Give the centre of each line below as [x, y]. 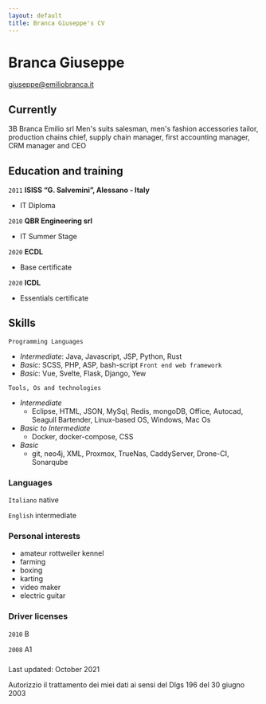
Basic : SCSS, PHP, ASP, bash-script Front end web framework [121, 364]
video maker [40, 588]
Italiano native [34, 500]
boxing [31, 570]
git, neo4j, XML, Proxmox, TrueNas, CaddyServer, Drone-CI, [130, 453]
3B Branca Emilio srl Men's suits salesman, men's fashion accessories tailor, [133, 129]
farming [33, 562]
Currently [33, 110]
